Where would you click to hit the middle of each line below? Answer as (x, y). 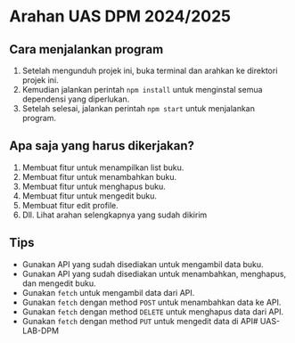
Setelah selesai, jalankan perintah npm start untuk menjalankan (139, 108)
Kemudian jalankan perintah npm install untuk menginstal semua (142, 90)
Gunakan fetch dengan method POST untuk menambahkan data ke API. (152, 302)
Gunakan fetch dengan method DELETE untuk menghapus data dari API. (152, 311)
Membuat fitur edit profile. (70, 205)
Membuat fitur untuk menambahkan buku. (99, 176)
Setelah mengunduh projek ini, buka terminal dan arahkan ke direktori (150, 70)
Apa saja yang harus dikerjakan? (102, 146)
